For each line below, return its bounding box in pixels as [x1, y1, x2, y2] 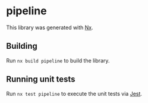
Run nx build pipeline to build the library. [6, 57, 110, 64]
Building [6, 41, 37, 51]
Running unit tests [6, 74, 75, 85]
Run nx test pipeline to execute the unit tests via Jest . [6, 90, 143, 97]
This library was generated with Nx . [6, 24, 93, 31]
